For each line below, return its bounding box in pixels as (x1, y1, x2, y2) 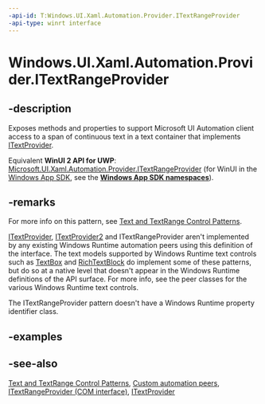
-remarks (8, 195, 56, 209)
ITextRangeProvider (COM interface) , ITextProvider (8, 386, 175, 396)
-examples (8, 330, 63, 343)
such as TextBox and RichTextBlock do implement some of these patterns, (8, 257, 252, 267)
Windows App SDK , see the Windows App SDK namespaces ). (8, 172, 214, 182)
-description (8, 102, 72, 116)
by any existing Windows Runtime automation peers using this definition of (8, 241, 253, 250)
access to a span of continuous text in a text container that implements (8, 131, 241, 141)
